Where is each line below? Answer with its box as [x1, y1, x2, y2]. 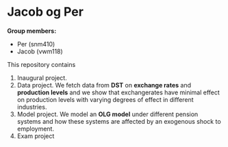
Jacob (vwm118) [16, 47, 63, 55]
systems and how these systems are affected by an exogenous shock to [16, 117, 221, 125]
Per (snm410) [16, 40, 55, 48]
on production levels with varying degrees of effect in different [16, 95, 194, 103]
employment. [16, 124, 55, 133]
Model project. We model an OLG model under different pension [16, 110, 199, 118]
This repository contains [7, 60, 76, 68]
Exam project [16, 131, 55, 140]
